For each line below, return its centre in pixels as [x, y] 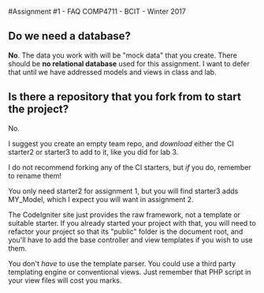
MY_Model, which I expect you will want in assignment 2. [101, 199]
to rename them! [35, 175]
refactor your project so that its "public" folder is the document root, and [126, 231]
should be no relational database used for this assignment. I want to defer [129, 63]
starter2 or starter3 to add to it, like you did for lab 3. [93, 152]
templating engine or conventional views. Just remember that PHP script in [130, 272]
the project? [39, 109]
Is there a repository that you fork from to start [125, 97]
